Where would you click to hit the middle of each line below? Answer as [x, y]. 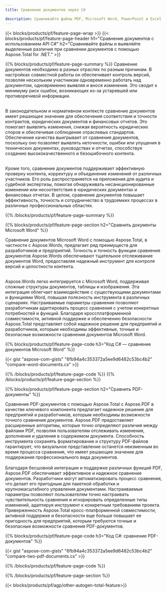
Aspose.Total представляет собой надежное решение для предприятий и [83, 324]
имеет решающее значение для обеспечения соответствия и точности [81, 116]
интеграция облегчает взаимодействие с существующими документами [83, 292]
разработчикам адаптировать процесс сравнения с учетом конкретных [82, 308]
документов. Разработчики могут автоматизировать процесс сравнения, [83, 478]
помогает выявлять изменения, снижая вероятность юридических [77, 127]
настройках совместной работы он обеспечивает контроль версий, [78, 74]
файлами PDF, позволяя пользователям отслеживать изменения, [75, 431]
